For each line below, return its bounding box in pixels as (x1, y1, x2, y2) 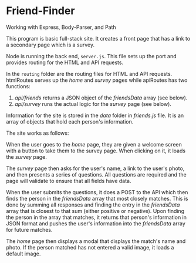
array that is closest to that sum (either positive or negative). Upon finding (6, 207, 185, 214)
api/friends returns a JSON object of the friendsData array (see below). (14, 94, 188, 101)
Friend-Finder (6, 4, 75, 18)
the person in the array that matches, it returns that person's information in (6, 214, 187, 221)
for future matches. (6, 226, 53, 233)
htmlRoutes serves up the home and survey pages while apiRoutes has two (6, 76, 188, 84)
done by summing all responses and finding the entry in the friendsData (6, 201, 180, 208)
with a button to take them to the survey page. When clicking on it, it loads (6, 147, 186, 154)
